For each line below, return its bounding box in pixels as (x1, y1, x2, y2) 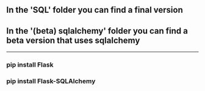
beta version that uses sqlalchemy (6, 35, 140, 45)
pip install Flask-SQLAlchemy (6, 77, 96, 86)
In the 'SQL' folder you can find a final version (6, 5, 183, 15)
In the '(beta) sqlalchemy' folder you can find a (6, 26, 188, 36)
